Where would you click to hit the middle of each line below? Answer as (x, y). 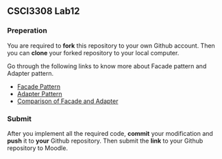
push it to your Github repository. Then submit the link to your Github (105, 141)
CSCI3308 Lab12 (44, 11)
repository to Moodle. (38, 148)
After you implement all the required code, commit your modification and (110, 133)
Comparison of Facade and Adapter (67, 101)
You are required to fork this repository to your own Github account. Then (111, 45)
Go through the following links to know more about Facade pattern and (107, 66)
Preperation (27, 31)
